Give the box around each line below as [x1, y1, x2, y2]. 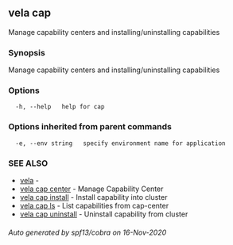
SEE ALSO [8, 158, 49, 169]
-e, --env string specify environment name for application [15, 139, 226, 147]
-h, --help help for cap [15, 103, 105, 111]
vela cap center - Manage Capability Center [19, 184, 164, 193]
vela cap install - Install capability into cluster [19, 193, 168, 201]
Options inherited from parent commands [8, 121, 173, 132]
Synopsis [8, 47, 45, 58]
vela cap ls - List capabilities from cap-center [19, 201, 169, 210]
